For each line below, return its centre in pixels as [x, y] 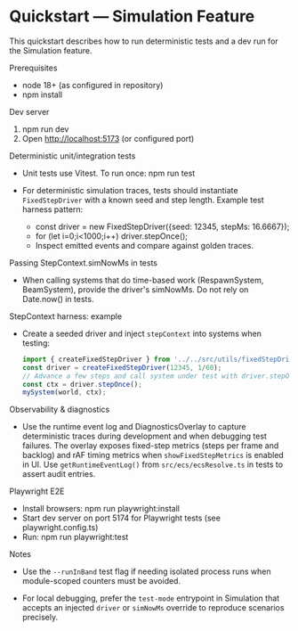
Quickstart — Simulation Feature [132, 16]
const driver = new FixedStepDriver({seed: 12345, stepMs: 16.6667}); [162, 226]
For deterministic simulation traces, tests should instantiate [130, 190]
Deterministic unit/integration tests [72, 156]
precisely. [40, 618]
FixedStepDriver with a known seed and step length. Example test [143, 200]
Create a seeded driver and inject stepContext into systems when [142, 333]
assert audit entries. [59, 474]
